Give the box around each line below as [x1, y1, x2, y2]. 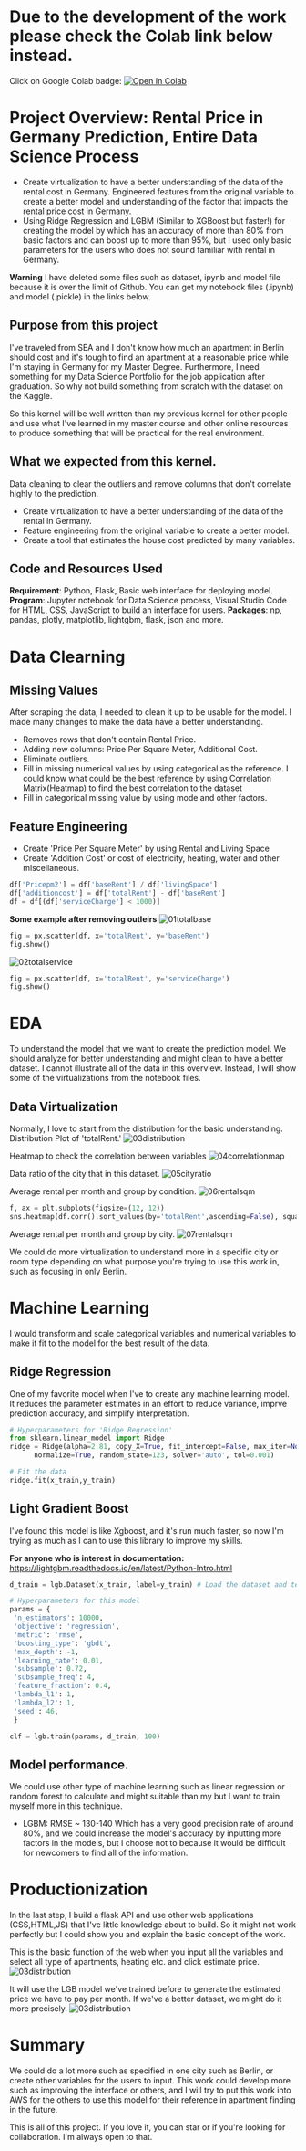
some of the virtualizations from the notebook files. [9, 1073, 201, 1084]
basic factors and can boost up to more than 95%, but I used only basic [22, 235, 292, 246]
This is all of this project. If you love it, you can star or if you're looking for [9, 2122, 286, 2133]
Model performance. [9, 1757, 129, 1772]
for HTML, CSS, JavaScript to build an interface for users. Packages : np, [9, 604, 282, 615]
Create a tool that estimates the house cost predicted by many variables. [22, 534, 296, 545]
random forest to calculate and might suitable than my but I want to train [9, 1791, 280, 1802]
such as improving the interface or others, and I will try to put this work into [9, 2084, 291, 2096]
